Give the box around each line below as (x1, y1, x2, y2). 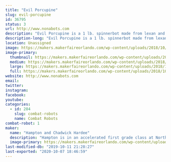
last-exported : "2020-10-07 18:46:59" (5, 149, 88, 154)
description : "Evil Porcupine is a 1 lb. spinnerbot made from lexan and (5, 31, 165, 36)
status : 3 (5, 21, 26, 27)
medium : (10, 59, 26, 64)
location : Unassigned (5, 41, 51, 46)
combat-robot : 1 (5, 120, 40, 126)
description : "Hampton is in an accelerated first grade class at (10, 135, 154, 140)
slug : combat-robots (14, 111, 58, 117)
